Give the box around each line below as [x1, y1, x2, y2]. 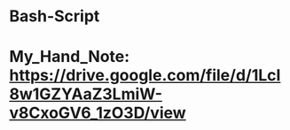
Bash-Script [9, 6, 100, 27]
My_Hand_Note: [9, 47, 130, 67]
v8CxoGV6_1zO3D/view [9, 103, 186, 123]
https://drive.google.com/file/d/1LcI [9, 65, 281, 86]
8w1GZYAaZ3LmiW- [9, 84, 162, 104]
